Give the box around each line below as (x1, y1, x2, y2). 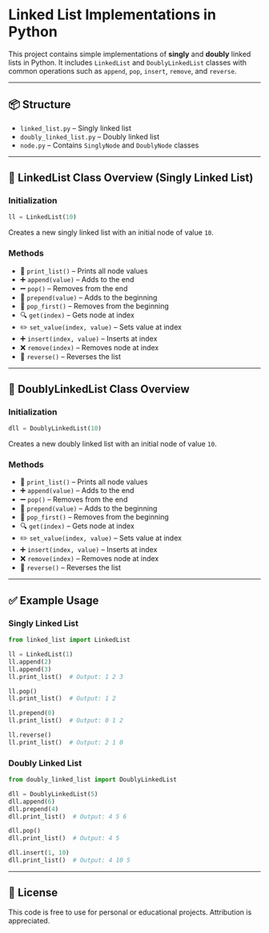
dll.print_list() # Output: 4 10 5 (8, 856, 130, 865)
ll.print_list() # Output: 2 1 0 (8, 738, 124, 746)
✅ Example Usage (8, 593, 99, 607)
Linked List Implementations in (8, 6, 216, 24)
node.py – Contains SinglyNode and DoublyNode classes (19, 140, 199, 150)
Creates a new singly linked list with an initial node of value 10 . (8, 228, 214, 237)
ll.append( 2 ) (8, 657, 52, 666)
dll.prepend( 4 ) (8, 805, 59, 813)
